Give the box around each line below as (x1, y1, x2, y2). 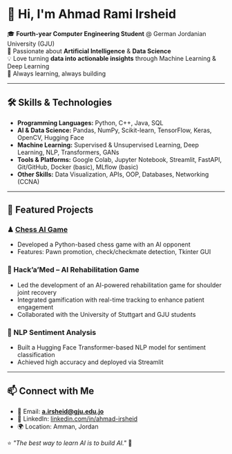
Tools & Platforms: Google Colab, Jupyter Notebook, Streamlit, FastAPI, (17, 155, 222, 163)
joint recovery (17, 288, 57, 296)
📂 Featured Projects (7, 204, 94, 216)
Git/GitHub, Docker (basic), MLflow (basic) (17, 163, 139, 171)
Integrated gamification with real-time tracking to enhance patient (17, 296, 205, 304)
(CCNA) (17, 177, 40, 185)
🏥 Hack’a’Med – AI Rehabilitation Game (7, 265, 139, 275)
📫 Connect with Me (7, 385, 95, 397)
